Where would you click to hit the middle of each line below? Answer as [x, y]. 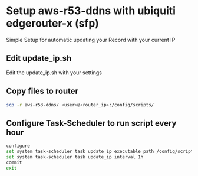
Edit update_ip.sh [39, 58]
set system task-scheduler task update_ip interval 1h [75, 157]
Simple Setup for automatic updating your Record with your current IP [91, 40]
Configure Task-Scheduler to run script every [91, 123]
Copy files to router [42, 91]
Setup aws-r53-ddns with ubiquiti [91, 11]
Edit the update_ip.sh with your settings [54, 73]
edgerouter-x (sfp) [52, 23]
